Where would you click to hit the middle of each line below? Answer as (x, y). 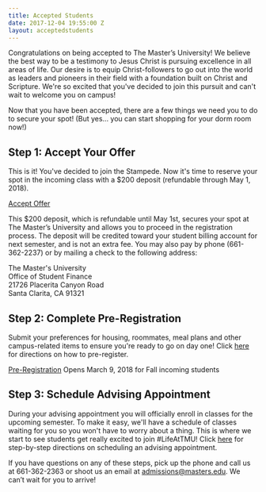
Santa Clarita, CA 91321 (46, 294)
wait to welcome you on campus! (62, 95)
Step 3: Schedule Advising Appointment (110, 395)
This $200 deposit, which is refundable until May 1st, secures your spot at (129, 219)
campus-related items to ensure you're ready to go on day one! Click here (129, 346)
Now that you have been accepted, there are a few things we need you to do (133, 110)
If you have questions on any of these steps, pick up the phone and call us (129, 463)
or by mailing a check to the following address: (121, 253)
